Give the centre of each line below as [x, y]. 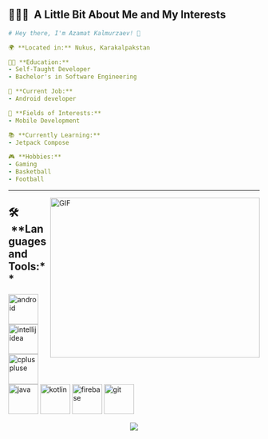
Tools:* [27, 267]
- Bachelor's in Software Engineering [73, 77]
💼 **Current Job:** [41, 92]
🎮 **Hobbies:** [35, 157]
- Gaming [23, 165]
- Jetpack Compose [39, 142]
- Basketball [30, 172]
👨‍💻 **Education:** [39, 62]
